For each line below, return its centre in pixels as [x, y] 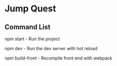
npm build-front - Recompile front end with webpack [58, 58]
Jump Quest [30, 9]
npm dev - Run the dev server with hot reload [51, 48]
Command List [28, 27]
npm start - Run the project [32, 39]
